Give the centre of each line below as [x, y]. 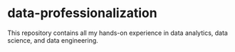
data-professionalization [83, 13]
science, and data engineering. [53, 40]
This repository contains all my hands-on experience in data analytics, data [117, 33]
